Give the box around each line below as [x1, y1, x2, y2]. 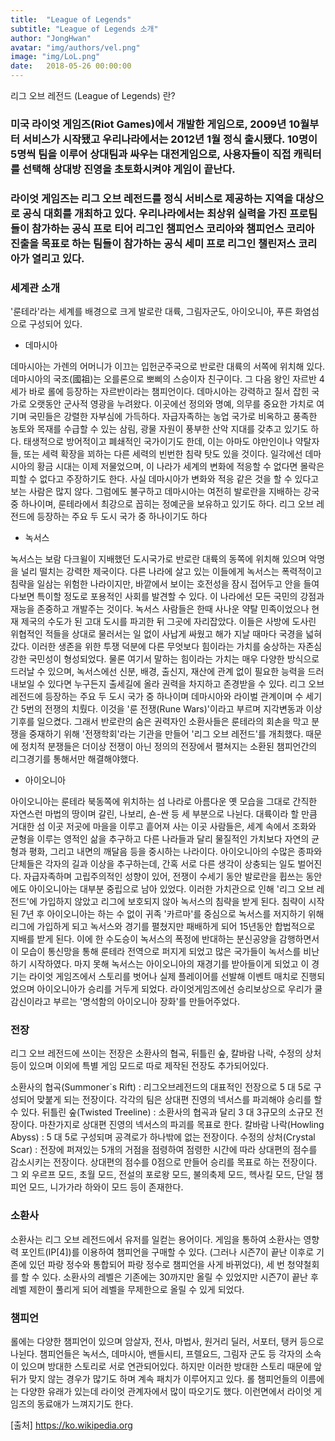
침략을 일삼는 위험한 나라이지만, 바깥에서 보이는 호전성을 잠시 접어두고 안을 [10, 578, 302, 590]
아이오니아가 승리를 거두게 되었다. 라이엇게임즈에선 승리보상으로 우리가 [36, 983, 313, 995]
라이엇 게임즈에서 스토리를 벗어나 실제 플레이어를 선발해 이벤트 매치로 [28, 971, 299, 983]
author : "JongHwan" [10, 33, 92, 43]
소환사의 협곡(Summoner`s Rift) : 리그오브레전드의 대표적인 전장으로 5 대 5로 [10, 1081, 312, 1093]
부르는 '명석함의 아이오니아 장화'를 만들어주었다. [53, 996, 240, 1008]
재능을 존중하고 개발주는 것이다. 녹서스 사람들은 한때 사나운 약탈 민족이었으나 [10, 603, 310, 615]
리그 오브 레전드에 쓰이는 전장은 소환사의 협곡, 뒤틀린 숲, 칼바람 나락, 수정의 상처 [10, 1047, 322, 1060]
